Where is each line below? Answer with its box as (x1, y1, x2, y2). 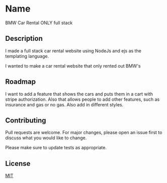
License (5, 159, 31, 168)
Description (5, 34, 43, 43)
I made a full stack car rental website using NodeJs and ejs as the (5, 47, 142, 53)
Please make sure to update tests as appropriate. (5, 145, 107, 151)
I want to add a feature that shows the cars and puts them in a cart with (5, 91, 153, 97)
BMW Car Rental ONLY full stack (5, 20, 73, 26)
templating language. (5, 53, 49, 59)
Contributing (5, 116, 46, 125)
